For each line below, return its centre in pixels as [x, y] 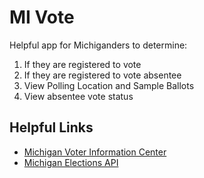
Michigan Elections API [71, 162]
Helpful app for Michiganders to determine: [98, 45]
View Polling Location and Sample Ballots [109, 85]
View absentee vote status [78, 96]
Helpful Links [51, 127]
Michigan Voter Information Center [95, 152]
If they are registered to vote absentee [102, 75]
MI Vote [42, 17]
